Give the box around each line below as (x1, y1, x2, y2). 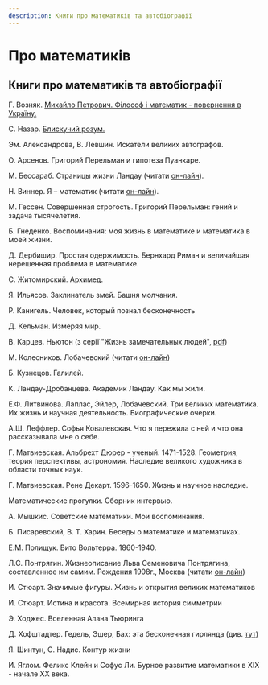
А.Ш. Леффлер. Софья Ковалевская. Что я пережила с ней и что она (8, 423, 244, 433)
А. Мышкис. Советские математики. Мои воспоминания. (8, 511, 205, 521)
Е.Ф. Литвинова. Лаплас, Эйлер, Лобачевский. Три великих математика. (8, 399, 259, 409)
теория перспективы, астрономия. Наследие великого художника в (8, 456, 243, 465)
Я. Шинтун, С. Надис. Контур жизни (8, 645, 131, 654)
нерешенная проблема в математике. (8, 258, 139, 268)
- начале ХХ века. (8, 669, 70, 679)
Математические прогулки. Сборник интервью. (8, 496, 173, 505)
